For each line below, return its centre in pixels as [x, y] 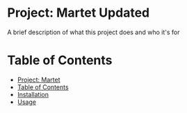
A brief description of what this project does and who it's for [93, 32]
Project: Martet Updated [79, 13]
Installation [33, 94]
